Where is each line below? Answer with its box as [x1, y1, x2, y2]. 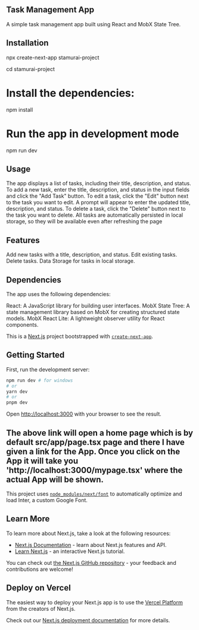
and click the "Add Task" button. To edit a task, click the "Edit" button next [6, 192, 189, 199]
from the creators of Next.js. [6, 605, 76, 612]
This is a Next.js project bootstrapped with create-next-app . [6, 333, 154, 340]
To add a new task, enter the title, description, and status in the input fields [6, 186, 189, 193]
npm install [6, 106, 33, 113]
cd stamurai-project [6, 65, 55, 72]
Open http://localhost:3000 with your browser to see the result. [6, 410, 162, 417]
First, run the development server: [6, 365, 90, 373]
